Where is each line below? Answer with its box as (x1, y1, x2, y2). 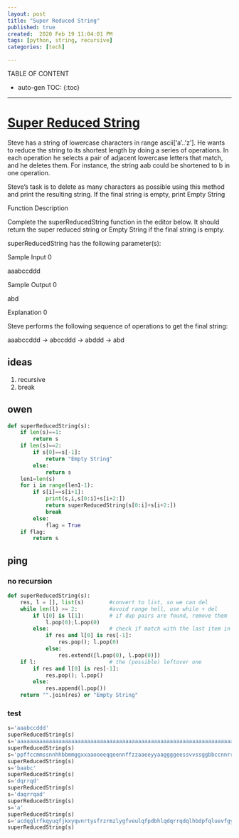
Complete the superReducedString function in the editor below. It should (7, 217, 220, 226)
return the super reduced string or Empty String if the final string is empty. (7, 225, 225, 234)
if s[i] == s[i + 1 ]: (33, 489, 84, 496)
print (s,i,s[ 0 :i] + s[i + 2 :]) (45, 495, 126, 502)
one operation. (7, 168, 51, 177)
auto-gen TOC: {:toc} (17, 83, 80, 91)
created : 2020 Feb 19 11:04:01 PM (7, 30, 113, 38)
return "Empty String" (45, 455, 113, 462)
